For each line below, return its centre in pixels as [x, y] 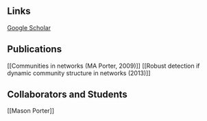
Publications [35, 50]
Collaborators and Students [68, 95]
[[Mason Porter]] [31, 111]
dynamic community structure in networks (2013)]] [79, 73]
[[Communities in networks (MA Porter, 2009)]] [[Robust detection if [103, 66]
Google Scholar [29, 27]
